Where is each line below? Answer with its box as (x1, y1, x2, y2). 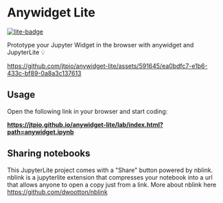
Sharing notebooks (7, 147, 91, 159)
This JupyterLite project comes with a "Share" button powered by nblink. (7, 166, 213, 174)
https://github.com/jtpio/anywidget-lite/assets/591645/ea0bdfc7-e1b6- (7, 62, 208, 70)
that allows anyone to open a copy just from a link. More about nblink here (7, 180, 217, 189)
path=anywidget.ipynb (7, 128, 74, 136)
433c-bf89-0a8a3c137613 (7, 69, 82, 77)
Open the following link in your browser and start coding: (7, 107, 168, 115)
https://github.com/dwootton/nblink (7, 187, 108, 196)
